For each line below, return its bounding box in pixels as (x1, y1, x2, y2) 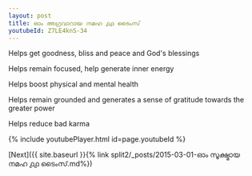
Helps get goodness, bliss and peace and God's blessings (8, 49, 200, 58)
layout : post (8, 11, 52, 20)
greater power (8, 103, 55, 113)
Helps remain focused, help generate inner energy (8, 64, 174, 74)
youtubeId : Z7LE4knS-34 (8, 26, 88, 34)
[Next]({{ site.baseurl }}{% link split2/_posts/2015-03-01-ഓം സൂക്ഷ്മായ (8, 150, 241, 160)
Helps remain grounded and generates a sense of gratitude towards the (8, 95, 245, 105)
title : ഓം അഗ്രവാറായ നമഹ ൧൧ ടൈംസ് (8, 19, 141, 27)
